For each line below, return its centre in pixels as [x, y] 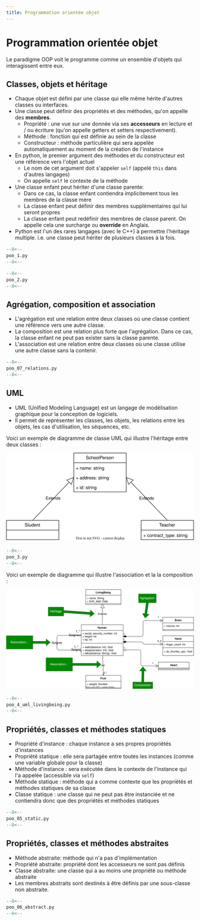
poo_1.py [17, 256]
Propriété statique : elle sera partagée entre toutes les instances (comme [104, 757]
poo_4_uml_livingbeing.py [38, 705]
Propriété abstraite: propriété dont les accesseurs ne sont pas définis [100, 864]
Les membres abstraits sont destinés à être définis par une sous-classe [102, 883]
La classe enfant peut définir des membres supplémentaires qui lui [105, 206]
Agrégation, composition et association [81, 305]
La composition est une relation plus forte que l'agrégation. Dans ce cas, [104, 332]
